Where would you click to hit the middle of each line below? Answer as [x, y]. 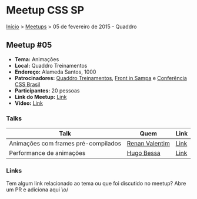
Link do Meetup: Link [41, 97]
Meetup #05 [29, 45]
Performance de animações [47, 153]
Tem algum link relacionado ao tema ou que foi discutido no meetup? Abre [96, 184]
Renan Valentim [148, 144]
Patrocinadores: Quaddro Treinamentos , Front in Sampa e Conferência [101, 78]
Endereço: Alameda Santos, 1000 [55, 72]
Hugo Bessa [143, 153]
